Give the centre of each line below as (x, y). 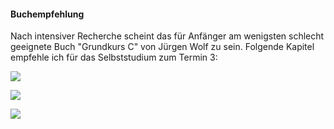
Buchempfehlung (47, 14)
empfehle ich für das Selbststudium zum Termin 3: (114, 57)
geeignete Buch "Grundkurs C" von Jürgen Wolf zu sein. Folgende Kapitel (162, 47)
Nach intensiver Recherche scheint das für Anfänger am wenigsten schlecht (167, 36)
